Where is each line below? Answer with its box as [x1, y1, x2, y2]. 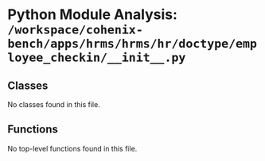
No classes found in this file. [7, 100, 100, 109]
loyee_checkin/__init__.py [7, 50, 186, 65]
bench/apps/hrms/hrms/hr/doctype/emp [7, 36, 258, 52]
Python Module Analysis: [7, 6, 178, 24]
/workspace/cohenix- [7, 22, 144, 37]
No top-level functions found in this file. [7, 144, 138, 153]
